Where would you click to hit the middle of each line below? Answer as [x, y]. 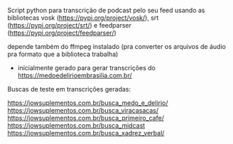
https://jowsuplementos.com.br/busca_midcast [76, 126]
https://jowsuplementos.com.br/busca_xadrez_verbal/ [86, 133]
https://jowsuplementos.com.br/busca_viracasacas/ [83, 110]
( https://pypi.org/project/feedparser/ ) [62, 33]
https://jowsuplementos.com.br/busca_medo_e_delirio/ [88, 103]
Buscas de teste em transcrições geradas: [69, 89]
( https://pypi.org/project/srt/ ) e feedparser [70, 25]
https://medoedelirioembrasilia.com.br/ [75, 75]
